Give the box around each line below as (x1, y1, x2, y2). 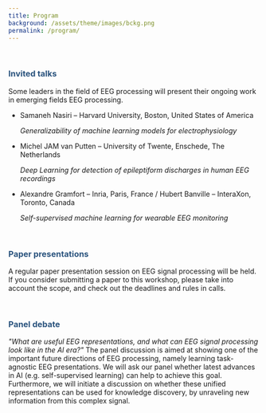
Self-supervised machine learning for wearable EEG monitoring (19, 213, 229, 222)
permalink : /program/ (8, 26, 80, 34)
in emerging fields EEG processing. (8, 95, 123, 104)
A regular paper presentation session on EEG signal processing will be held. (8, 266, 257, 276)
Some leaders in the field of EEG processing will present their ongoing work (8, 86, 256, 96)
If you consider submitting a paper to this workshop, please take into (8, 274, 233, 284)
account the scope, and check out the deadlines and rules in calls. (8, 283, 226, 293)
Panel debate (8, 318, 61, 329)
